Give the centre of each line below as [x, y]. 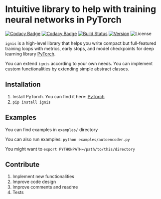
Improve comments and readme [45, 187]
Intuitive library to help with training [81, 9]
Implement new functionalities [43, 177]
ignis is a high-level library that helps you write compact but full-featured [81, 43]
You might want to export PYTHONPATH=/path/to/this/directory [70, 149]
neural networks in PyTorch [63, 20]
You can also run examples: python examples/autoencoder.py [68, 139]
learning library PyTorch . [30, 54]
